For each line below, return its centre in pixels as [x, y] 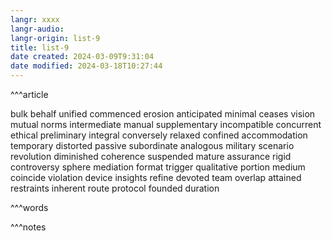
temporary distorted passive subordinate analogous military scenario [152, 145]
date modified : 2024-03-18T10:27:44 [86, 66]
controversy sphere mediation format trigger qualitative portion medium [158, 167]
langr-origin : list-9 [55, 38]
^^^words [29, 207]
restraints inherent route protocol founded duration [115, 188]
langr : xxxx [35, 19]
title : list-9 [40, 47]
